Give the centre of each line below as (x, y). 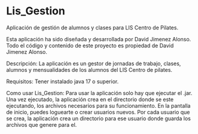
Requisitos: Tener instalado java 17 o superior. (63, 81)
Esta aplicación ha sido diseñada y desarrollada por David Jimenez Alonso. (99, 39)
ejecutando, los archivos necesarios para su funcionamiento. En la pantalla (98, 105)
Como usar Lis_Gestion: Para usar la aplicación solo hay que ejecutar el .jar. (99, 93)
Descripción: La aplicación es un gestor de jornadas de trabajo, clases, (94, 63)
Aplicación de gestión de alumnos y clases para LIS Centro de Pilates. (92, 28)
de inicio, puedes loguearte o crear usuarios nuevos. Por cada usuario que (98, 112)
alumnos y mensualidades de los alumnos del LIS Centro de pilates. (89, 69)
